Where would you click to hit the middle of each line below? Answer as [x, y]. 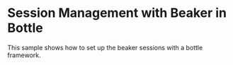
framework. [24, 55]
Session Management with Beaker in [117, 13]
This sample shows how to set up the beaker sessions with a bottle [105, 47]
